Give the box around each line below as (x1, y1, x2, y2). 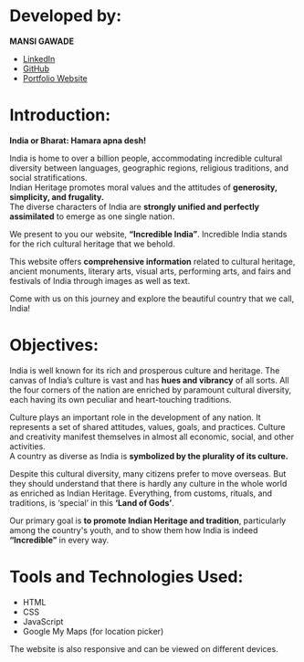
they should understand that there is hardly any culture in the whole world (9, 478, 288, 489)
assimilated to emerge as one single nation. (9, 211, 175, 222)
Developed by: (9, 5, 122, 26)
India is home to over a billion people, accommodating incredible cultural (9, 152, 283, 163)
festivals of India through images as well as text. (9, 275, 191, 286)
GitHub (22, 63, 50, 74)
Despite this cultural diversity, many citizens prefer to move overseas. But (9, 468, 287, 479)
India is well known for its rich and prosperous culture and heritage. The (9, 364, 280, 375)
